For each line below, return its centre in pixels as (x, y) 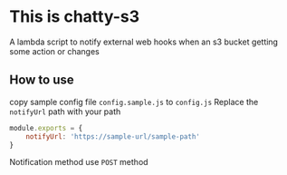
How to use (42, 80)
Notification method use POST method (79, 162)
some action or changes (54, 51)
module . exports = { (46, 128)
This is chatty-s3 (75, 17)
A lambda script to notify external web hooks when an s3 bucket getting (144, 42)
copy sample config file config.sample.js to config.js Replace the (134, 102)
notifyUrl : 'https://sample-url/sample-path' (113, 136)
